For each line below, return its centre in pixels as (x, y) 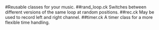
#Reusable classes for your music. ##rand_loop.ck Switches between (76, 7)
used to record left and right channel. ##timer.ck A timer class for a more (79, 17)
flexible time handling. (28, 22)
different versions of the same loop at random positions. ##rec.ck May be (80, 12)
